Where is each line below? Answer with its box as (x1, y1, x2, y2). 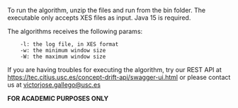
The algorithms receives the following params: (7, 28, 143, 35)
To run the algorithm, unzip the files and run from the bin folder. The (7, 6, 206, 14)
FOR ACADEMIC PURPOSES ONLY (7, 95, 108, 102)
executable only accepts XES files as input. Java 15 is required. (7, 13, 191, 22)
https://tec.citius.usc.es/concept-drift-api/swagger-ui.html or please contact (7, 73, 231, 81)
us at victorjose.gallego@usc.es (7, 80, 101, 89)
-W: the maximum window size (20, 53, 106, 60)
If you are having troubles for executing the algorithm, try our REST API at (7, 66, 222, 73)
